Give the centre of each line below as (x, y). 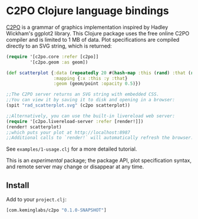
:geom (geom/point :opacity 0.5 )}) (97, 84)
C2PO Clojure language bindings (88, 11)
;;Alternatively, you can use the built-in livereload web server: (91, 116)
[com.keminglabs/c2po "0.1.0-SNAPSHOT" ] (57, 210)
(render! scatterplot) (34, 127)
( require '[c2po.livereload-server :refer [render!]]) (75, 121)
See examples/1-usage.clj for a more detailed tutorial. (72, 149)
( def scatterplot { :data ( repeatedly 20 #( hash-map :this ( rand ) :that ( (99, 73)
